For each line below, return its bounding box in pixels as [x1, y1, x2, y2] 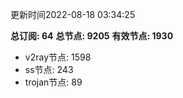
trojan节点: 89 [24, 76, 83, 88]
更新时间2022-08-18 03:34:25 [10, 9, 136, 20]
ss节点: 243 [24, 64, 74, 75]
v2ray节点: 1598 [24, 51, 92, 63]
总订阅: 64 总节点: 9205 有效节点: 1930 [10, 30, 174, 42]
